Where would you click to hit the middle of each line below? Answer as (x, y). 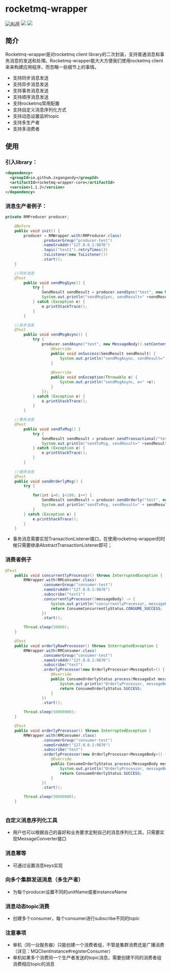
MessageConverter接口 (42, 839)
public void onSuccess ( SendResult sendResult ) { (103, 353)
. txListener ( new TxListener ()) (75, 255)
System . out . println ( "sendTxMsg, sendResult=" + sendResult (104, 443)
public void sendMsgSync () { (54, 283)
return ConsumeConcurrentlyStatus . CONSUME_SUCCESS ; (107, 608)
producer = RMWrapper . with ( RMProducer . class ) (73, 236)
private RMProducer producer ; (37, 217)
